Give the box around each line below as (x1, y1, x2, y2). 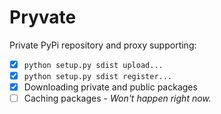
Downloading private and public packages (23, 81, 198, 93)
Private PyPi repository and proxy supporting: (9, 39, 197, 51)
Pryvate (9, 6, 77, 29)
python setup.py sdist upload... (23, 60, 164, 70)
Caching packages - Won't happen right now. (23, 92, 212, 105)
